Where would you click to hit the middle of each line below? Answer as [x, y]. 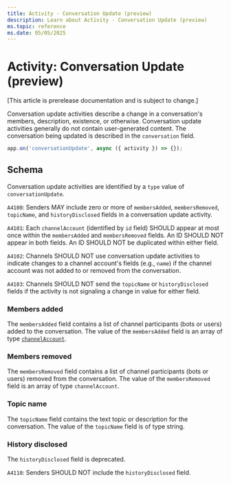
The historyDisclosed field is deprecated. [66, 460]
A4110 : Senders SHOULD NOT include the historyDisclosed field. [99, 473]
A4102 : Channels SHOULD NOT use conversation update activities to [104, 256]
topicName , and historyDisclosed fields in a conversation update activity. [110, 214]
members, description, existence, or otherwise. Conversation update [104, 121]
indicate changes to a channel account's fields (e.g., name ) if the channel [109, 263]
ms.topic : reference [37, 26]
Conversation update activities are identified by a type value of [96, 186]
